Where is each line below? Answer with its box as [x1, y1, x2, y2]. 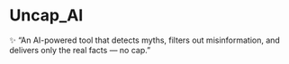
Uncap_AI [9, 5, 84, 26]
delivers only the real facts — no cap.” [9, 44, 151, 55]
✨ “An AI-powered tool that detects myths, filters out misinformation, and [9, 35, 281, 45]
